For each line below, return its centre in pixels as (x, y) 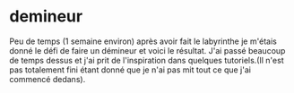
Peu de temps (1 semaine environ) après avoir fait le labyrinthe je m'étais (143, 41)
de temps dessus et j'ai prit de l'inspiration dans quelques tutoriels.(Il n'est (147, 60)
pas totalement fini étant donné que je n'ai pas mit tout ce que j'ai (130, 70)
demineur (46, 17)
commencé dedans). (48, 79)
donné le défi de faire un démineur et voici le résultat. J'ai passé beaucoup (147, 50)
